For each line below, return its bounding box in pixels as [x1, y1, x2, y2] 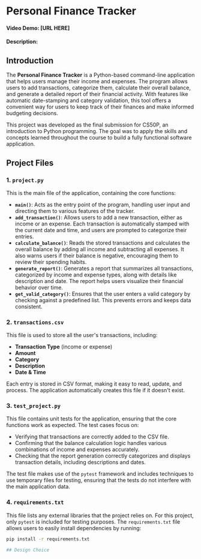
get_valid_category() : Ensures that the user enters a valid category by [14, 290, 191, 297]
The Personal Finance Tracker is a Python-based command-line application [6, 71, 195, 79]
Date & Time [14, 369, 46, 376]
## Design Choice [6, 547, 50, 553]
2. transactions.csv [6, 318, 64, 326]
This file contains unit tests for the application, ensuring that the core [6, 415, 177, 422]
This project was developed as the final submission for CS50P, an [6, 121, 169, 128]
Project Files [6, 158, 54, 168]
